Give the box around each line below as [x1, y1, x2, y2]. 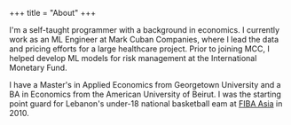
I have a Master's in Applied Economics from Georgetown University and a [9, 80, 281, 90]
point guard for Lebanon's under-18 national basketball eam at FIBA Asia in [9, 98, 283, 109]
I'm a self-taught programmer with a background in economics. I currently [9, 25, 280, 35]
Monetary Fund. [9, 62, 68, 73]
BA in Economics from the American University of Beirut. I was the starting [9, 89, 282, 99]
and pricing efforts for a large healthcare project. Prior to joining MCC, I [9, 43, 271, 54]
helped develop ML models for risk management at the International [9, 53, 257, 63]
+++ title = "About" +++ [9, 8, 97, 18]
